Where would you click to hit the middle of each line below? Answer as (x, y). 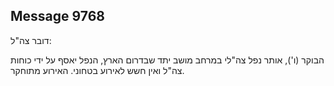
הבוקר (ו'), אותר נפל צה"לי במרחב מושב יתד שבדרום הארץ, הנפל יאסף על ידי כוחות (167, 60)
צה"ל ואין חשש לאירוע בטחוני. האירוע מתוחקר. (97, 70)
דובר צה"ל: (31, 40)
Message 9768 (57, 16)
